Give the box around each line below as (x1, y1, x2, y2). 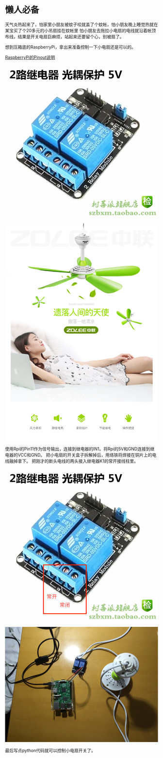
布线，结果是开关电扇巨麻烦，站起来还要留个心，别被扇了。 (5, 34, 124, 39)
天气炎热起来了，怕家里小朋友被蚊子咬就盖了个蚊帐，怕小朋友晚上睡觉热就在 (5, 21, 158, 27)
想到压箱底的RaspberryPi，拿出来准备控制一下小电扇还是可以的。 (5, 44, 136, 50)
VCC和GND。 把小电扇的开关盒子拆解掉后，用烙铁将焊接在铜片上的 (17, 452, 152, 458)
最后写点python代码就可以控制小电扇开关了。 (5, 747, 96, 753)
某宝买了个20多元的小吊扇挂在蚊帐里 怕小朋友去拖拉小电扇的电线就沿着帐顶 (5, 27, 156, 33)
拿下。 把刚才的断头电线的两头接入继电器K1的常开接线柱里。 (17, 458, 139, 464)
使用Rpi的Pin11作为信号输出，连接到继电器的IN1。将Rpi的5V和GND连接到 (5, 446, 150, 451)
